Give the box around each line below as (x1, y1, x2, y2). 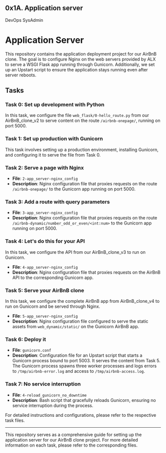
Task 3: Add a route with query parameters (5, 198, 110, 205)
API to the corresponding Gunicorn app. (12, 275, 94, 281)
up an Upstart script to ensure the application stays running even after (5, 66, 148, 72)
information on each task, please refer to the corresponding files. (5, 442, 138, 448)
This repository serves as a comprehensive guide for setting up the (5, 431, 142, 438)
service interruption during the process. (12, 402, 94, 408)
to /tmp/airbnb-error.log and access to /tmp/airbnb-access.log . (12, 368, 145, 374)
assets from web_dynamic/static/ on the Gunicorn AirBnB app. (12, 323, 139, 329)
